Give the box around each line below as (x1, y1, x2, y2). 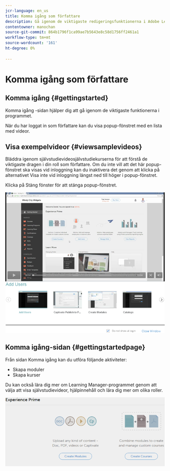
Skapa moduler (12, 366, 45, 372)
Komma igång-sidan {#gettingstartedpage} (5, 343, 146, 352)
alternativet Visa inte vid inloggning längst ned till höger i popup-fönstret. (5, 172, 158, 178)
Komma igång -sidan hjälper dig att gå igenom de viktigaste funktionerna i (5, 107, 159, 113)
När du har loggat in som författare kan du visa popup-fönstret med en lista (5, 122, 162, 129)
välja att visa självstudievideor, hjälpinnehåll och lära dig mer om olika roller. (5, 387, 163, 393)
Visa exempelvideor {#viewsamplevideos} (5, 143, 143, 151)
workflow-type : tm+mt (5, 35, 51, 40)
